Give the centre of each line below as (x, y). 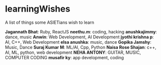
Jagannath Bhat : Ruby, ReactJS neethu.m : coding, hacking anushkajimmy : (81, 32)
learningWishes (38, 9)
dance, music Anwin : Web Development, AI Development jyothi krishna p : (80, 37)
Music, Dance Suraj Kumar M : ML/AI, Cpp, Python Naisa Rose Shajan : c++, (81, 47)
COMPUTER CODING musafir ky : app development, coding (64, 57)
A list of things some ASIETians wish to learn (50, 22)
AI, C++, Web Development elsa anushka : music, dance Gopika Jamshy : (78, 42)
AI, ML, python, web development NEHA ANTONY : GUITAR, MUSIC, (73, 52)
